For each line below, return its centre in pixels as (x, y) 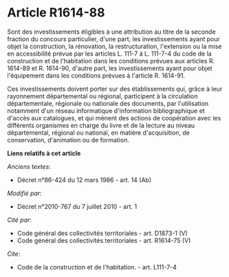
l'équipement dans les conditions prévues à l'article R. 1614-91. (96, 75)
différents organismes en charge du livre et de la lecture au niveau (101, 125)
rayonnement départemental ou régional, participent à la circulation (102, 96)
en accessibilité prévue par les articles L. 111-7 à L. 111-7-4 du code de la (109, 54)
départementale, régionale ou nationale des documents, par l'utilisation (108, 103)
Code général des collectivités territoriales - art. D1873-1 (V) (102, 233)
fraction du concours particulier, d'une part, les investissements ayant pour (113, 38)
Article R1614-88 (56, 13)
